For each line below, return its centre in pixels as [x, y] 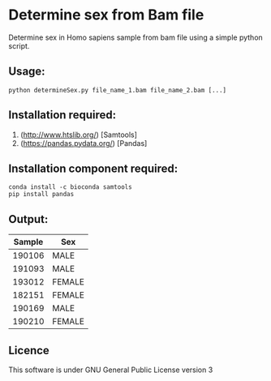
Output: [28, 219]
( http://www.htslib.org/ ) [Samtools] [79, 135]
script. [19, 45]
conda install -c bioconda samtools [70, 187]
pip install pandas [41, 195]
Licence [29, 350]
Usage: [27, 72]
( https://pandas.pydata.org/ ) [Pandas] [84, 143]
